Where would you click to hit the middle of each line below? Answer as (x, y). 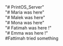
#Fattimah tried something (32, 38)
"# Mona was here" (25, 23)
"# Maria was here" (25, 12)
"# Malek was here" (25, 17)
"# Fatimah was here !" (28, 28)
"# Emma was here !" (27, 33)
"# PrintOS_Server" (25, 7)
